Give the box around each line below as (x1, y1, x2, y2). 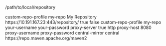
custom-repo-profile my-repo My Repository (5, 14, 97, 19)
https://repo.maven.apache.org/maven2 (5, 35, 87, 41)
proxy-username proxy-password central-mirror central (5, 30, 120, 35)
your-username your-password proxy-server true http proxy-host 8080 (5, 24, 152, 30)
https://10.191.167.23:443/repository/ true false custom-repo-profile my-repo (5, 19, 162, 25)
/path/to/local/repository (5, 4, 56, 10)
